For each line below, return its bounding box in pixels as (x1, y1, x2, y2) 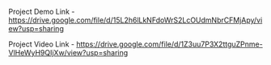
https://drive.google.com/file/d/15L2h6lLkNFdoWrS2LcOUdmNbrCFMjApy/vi (8, 15, 263, 25)
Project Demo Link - (8, 7, 75, 16)
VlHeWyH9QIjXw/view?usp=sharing (8, 48, 129, 57)
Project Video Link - (8, 39, 75, 49)
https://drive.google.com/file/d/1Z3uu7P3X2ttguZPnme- (76, 39, 263, 49)
